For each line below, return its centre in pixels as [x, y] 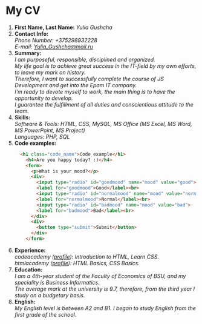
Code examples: [35, 143]
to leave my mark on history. [50, 72]
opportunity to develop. [44, 98]
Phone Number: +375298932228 [56, 40]
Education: [28, 269]
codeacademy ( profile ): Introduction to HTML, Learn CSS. [87, 256]
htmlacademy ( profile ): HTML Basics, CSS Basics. [77, 263]
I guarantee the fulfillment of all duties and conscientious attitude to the [104, 104]
